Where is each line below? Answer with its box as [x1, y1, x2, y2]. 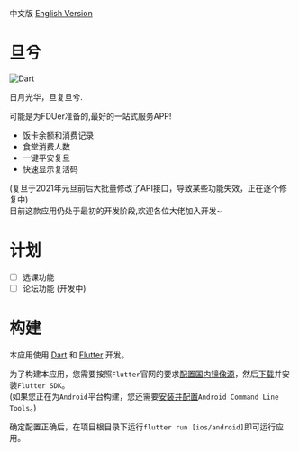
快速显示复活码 [22, 163, 78, 174]
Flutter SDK [17, 381, 62, 390]
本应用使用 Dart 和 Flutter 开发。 [9, 349, 130, 360]
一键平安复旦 [22, 152, 70, 163]
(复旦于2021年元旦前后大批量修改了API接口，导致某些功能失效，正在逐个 [9, 183, 280, 194]
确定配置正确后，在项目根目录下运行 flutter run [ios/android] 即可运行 [9, 421, 276, 432]
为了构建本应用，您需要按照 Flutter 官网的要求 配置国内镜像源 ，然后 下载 [9, 368, 275, 379]
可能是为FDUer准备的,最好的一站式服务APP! [9, 111, 172, 122]
